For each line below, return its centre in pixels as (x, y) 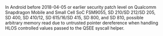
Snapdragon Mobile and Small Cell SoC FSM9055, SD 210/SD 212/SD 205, (81, 12)
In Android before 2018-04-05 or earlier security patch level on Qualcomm (81, 7)
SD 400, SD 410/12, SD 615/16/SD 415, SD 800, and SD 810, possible (74, 18)
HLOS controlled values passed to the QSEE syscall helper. (65, 28)
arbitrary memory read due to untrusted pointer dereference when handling (82, 23)
